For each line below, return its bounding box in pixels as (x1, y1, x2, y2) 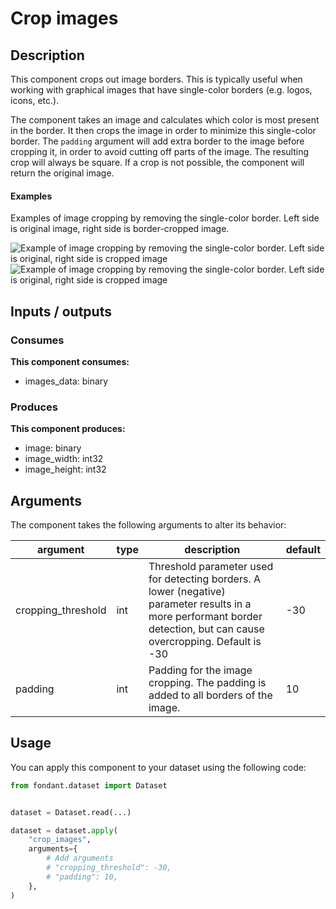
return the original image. (10, 167, 115, 179)
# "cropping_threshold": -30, (46, 863, 172, 873)
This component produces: (10, 423, 126, 435)
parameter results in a (148, 597, 252, 611)
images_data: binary (24, 375, 109, 387)
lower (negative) (148, 585, 226, 598)
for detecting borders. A (148, 572, 262, 586)
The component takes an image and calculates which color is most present (10, 114, 320, 126)
